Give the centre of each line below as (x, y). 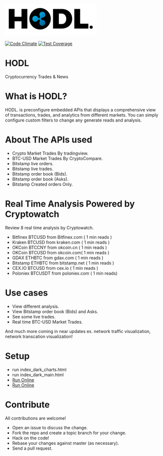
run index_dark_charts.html (39, 369)
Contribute (27, 404)
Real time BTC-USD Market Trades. (47, 322)
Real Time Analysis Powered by (70, 204)
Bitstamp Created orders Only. (42, 184)
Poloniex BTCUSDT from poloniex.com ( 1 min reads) (65, 273)
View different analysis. (36, 306)
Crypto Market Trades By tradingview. (50, 153)
